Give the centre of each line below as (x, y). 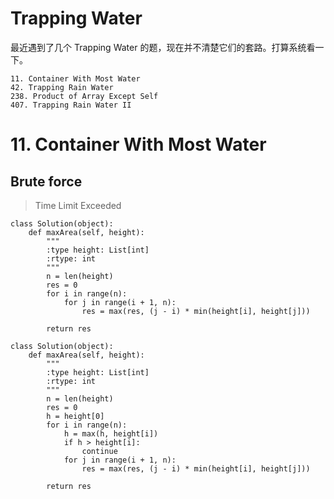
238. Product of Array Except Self (84, 96)
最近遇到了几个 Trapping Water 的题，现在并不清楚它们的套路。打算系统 (158, 47)
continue (99, 451)
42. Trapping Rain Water (62, 87)
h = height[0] (75, 416)
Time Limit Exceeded (78, 205)
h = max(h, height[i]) (111, 433)
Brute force (46, 181)
